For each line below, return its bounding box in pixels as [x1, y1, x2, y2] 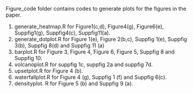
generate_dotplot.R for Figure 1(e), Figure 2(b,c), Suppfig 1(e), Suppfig [14, 36, 187, 42]
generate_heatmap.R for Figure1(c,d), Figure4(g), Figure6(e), [14, 23, 164, 30]
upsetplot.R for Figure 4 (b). [14, 67, 83, 74]
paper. [5, 11, 22, 18]
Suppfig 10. [14, 55, 43, 61]
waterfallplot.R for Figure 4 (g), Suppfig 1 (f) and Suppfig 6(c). [14, 74, 167, 80]
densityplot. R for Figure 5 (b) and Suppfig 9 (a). [14, 80, 133, 87]
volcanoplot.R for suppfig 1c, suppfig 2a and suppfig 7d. [14, 61, 153, 68]
